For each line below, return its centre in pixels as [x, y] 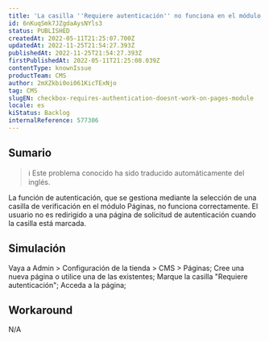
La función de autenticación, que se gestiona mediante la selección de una [132, 197]
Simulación [37, 249]
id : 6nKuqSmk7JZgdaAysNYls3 [56, 23]
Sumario [30, 153]
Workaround [41, 310]
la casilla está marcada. [48, 223]
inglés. [39, 182]
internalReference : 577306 [54, 121]
